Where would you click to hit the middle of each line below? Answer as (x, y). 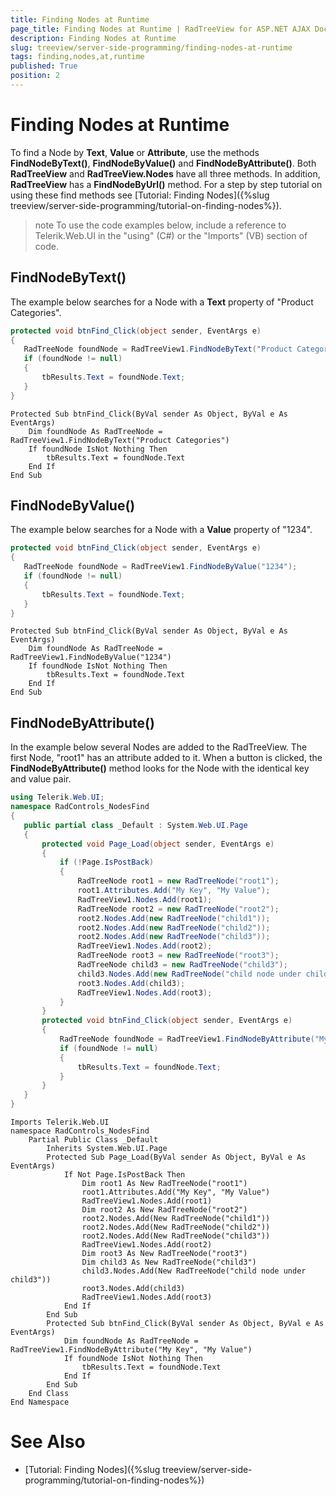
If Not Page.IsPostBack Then (124, 1175)
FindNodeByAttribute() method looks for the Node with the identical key (160, 768)
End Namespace (40, 1402)
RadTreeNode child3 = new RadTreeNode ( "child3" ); (182, 965)
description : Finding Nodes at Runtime (93, 38)
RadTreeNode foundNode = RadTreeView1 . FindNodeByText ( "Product (158, 349)
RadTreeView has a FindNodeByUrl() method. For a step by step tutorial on (166, 184)
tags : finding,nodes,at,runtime (77, 57)
